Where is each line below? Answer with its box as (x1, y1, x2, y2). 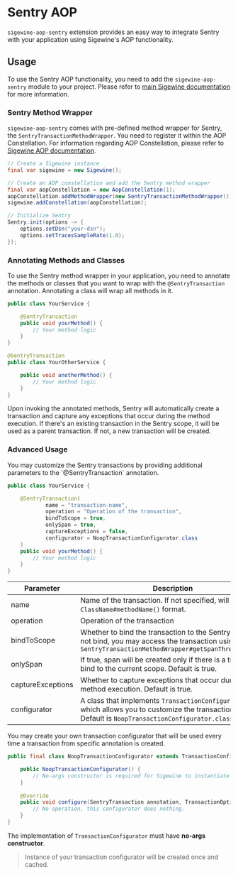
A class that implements (80, 696, 160, 706)
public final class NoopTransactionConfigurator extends (7, 753, 179, 760)
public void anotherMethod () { (20, 371, 113, 378)
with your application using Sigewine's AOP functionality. (7, 35, 174, 43)
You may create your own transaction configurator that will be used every (7, 732, 222, 741)
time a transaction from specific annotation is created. (7, 739, 165, 748)
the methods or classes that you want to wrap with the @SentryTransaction (7, 278, 225, 288)
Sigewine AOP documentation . (7, 146, 96, 155)
